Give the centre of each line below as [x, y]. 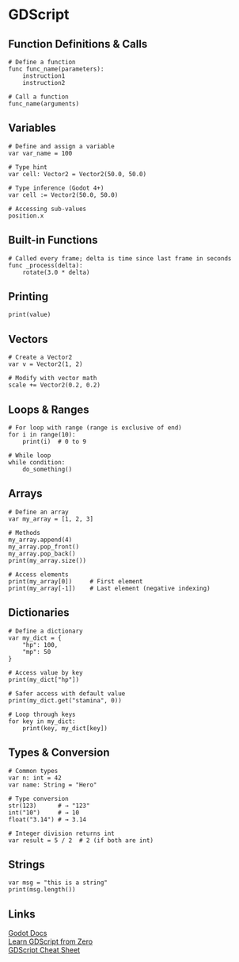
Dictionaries [39, 613]
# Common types [33, 771]
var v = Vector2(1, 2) [46, 364]
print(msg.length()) [42, 890]
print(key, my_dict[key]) [65, 728]
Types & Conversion [59, 753]
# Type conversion [38, 798]
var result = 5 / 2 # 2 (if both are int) [81, 840]
